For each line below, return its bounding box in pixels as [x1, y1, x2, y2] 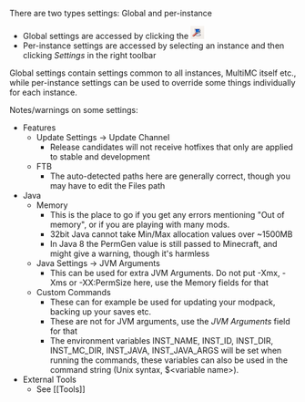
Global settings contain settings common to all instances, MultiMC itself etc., [9, 67, 297, 78]
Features [22, 122, 56, 133]
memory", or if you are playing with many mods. [49, 219, 230, 231]
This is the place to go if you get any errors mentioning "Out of [49, 210, 285, 221]
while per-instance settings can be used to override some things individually [9, 77, 296, 88]
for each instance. [9, 87, 77, 98]
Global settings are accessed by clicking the [22, 31, 189, 42]
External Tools [22, 374, 77, 386]
